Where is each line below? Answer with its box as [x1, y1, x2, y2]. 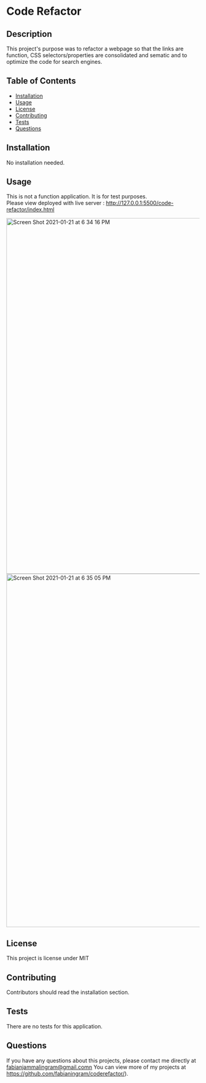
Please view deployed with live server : [6, 200, 105, 207]
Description [6, 29, 52, 39]
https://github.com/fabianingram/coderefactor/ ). [6, 1069, 129, 1077]
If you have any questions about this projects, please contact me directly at [6, 1057, 196, 1064]
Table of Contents [6, 76, 77, 87]
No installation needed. [6, 158, 65, 166]
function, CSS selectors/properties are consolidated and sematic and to [6, 52, 188, 59]
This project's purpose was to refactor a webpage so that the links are [6, 45, 184, 52]
